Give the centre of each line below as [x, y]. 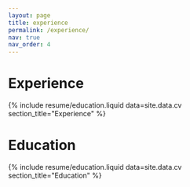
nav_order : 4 [29, 45]
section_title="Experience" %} [57, 114]
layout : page [29, 15]
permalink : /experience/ [49, 30]
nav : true [24, 37]
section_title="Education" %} [55, 175]
